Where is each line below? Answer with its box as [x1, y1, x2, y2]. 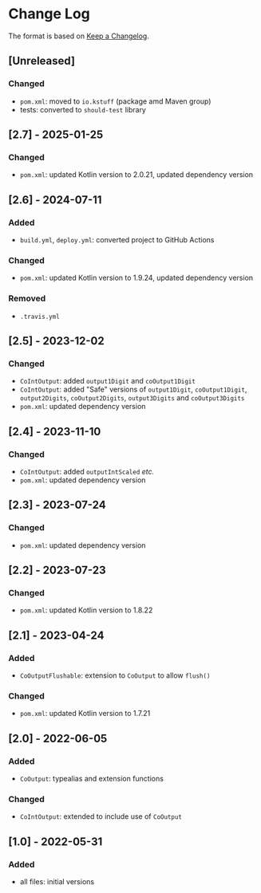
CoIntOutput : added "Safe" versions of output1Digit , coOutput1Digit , [19, 384, 247, 395]
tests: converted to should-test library [19, 104, 146, 114]
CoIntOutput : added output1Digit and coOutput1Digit [19, 376, 196, 386]
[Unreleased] [8, 54, 76, 68]
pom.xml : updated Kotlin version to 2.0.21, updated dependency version [19, 170, 254, 179]
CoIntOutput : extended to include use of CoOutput [19, 812, 182, 821]
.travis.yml [19, 313, 60, 321]
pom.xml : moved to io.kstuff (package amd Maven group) [19, 96, 212, 106]
